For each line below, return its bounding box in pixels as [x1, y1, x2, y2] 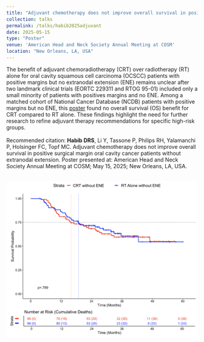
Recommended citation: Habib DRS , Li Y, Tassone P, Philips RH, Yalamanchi [6, 137, 196, 144]
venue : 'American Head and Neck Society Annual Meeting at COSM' [6, 42, 175, 48]
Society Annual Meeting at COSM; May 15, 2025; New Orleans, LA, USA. [6, 162, 188, 169]
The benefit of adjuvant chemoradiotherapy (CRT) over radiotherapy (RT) [6, 66, 190, 73]
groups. [6, 123, 26, 131]
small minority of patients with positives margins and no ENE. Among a [6, 91, 183, 98]
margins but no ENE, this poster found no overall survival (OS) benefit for [6, 104, 189, 112]
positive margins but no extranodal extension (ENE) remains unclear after [6, 78, 189, 86]
